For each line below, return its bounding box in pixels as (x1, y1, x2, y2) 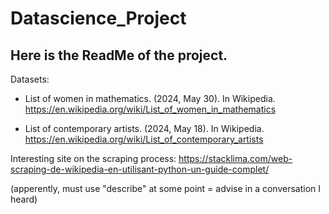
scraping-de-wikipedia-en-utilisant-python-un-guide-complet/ (10, 163, 270, 175)
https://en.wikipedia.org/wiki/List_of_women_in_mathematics (24, 103, 277, 115)
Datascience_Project (10, 7, 187, 30)
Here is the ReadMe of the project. (10, 47, 228, 64)
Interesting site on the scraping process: (10, 153, 177, 164)
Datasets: (10, 73, 50, 85)
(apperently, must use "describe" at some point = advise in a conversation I (10, 183, 322, 194)
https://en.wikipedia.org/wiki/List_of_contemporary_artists (24, 133, 264, 145)
